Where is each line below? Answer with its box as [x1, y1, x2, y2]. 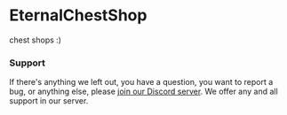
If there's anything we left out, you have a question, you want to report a [9, 77, 274, 88]
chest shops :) [9, 34, 62, 45]
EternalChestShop [9, 5, 147, 26]
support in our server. [9, 96, 89, 106]
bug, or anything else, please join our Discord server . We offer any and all [9, 86, 278, 97]
